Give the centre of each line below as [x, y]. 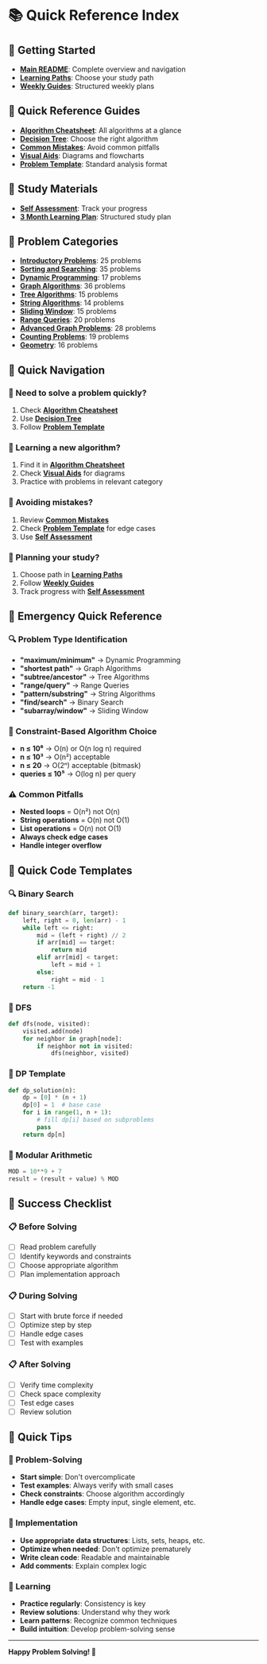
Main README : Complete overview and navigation [103, 69]
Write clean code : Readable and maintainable [95, 1557]
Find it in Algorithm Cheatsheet [72, 465]
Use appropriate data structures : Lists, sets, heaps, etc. [112, 1540]
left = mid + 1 [76, 965]
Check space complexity [60, 1394]
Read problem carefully [58, 1247]
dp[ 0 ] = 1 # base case [62, 1105]
